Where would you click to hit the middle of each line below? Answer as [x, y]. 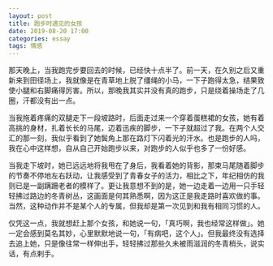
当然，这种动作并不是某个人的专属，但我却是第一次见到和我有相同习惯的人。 [136, 206]
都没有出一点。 [54, 101]
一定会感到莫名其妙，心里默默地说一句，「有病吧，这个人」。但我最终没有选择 [136, 234]
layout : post [30, 16]
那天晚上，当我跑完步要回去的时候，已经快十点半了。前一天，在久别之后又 [133, 71]
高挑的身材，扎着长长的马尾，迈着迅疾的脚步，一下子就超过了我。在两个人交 [136, 128]
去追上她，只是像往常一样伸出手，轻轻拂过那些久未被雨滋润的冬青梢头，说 [133, 243]
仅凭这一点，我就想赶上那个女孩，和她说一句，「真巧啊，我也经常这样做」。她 [136, 223]
